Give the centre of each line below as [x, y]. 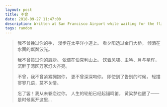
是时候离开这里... [35, 100]
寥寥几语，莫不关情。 [39, 83]
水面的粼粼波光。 [35, 49]
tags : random [19, 28]
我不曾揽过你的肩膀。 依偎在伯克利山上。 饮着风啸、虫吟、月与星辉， [88, 60]
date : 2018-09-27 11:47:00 [33, 19]
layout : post [19, 10]
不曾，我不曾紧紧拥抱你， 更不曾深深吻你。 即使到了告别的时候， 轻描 [89, 77]
